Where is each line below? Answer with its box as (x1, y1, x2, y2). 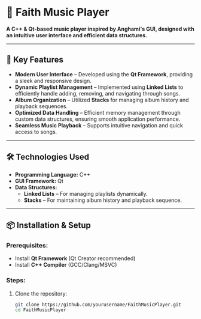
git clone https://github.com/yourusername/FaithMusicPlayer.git (14, 302, 181, 308)
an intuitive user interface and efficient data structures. (6, 31, 148, 38)
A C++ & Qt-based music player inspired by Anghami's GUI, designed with (6, 25, 194, 32)
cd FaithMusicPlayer (14, 307, 66, 313)
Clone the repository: (14, 290, 68, 297)
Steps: (6, 276, 26, 285)
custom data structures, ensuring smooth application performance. (14, 115, 181, 123)
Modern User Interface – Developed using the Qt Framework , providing (14, 70, 193, 77)
